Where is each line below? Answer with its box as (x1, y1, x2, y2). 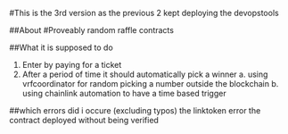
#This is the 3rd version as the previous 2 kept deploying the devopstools (9, 8, 279, 18)
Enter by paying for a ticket (21, 60, 122, 70)
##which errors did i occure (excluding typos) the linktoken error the (9, 105, 261, 115)
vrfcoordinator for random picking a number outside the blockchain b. (21, 79, 279, 88)
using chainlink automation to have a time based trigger (21, 88, 226, 98)
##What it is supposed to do (9, 42, 113, 53)
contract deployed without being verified (9, 115, 159, 125)
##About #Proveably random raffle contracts (9, 25, 174, 35)
